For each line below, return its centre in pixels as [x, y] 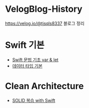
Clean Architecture [44, 86]
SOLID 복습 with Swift [33, 100]
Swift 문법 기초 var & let [35, 60]
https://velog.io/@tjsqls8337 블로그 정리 [45, 23]
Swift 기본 [25, 45]
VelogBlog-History [44, 9]
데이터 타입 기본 [27, 66]
